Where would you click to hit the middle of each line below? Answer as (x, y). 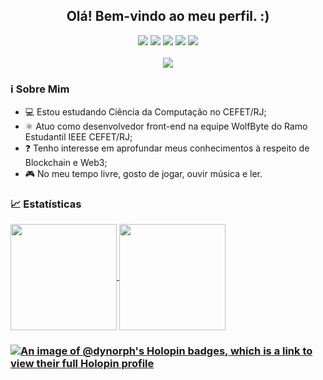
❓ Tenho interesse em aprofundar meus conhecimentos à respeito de (167, 148)
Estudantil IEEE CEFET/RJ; (78, 137)
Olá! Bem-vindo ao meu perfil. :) (168, 16)
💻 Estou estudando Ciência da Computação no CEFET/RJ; (145, 112)
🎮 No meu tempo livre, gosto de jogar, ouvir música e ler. (143, 174)
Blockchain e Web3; (66, 163)
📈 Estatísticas (46, 204)
